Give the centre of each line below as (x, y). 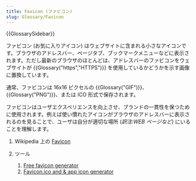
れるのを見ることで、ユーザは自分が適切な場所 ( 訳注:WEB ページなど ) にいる (98, 121)
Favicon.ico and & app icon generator (68, 171)
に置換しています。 (29, 75)
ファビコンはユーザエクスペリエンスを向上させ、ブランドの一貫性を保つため (98, 107)
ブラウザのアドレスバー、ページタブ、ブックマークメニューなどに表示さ (102, 53)
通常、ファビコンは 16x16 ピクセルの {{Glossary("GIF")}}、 (77, 87)
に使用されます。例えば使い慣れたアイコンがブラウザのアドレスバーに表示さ (98, 114)
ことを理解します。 (29, 128)
